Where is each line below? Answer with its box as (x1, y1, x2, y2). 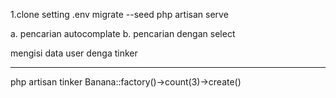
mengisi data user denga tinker (10, 47, 138, 59)
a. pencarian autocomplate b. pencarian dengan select (10, 28, 236, 39)
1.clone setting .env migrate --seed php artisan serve (10, 9, 229, 20)
